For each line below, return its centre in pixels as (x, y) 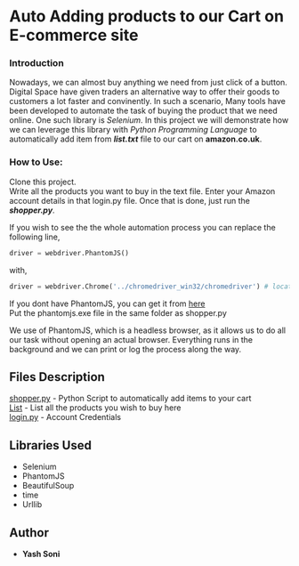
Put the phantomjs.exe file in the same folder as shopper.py (118, 312)
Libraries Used (50, 445)
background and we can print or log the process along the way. (125, 349)
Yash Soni (41, 554)
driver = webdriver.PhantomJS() (69, 253)
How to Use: (36, 162)
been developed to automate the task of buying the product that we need (143, 111)
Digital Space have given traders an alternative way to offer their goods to (145, 92)
